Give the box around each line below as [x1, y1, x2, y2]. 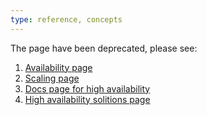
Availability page [24, 61, 93, 73]
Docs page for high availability [24, 82, 151, 95]
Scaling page [24, 72, 80, 84]
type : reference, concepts [10, 14, 123, 25]
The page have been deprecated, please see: [10, 42, 198, 54]
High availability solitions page [24, 93, 151, 105]
